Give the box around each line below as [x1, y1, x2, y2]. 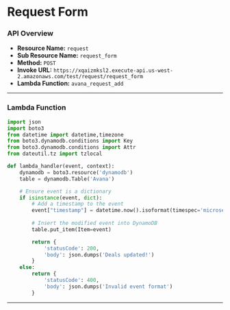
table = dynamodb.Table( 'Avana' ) [19, 176, 115, 182]
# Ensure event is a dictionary [19, 188, 112, 195]
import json [7, 118, 41, 126]
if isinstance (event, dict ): [19, 194, 103, 201]
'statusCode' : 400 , [43, 277, 99, 284]
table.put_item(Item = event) [31, 226, 112, 233]
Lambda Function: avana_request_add [16, 80, 124, 88]
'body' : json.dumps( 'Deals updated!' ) [43, 251, 155, 258]
